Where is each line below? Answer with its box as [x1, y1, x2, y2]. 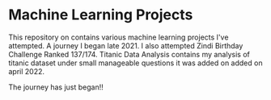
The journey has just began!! [8, 82, 104, 92]
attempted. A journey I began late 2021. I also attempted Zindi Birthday [8, 40, 243, 50]
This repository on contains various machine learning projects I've [8, 32, 229, 42]
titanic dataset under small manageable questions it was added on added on [8, 58, 263, 68]
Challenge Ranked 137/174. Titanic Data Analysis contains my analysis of [8, 49, 251, 59]
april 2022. [8, 66, 45, 76]
